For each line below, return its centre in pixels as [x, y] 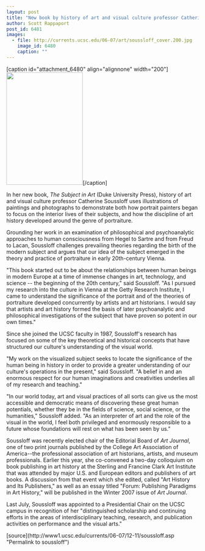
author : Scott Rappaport [38, 23]
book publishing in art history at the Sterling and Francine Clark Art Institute [101, 466]
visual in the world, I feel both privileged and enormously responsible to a [99, 422]
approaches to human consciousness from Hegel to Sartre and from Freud [100, 239]
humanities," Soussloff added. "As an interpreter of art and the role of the [98, 416]
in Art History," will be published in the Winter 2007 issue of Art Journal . [97, 492]
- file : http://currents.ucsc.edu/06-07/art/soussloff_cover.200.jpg [102, 40]
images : [16, 35]
